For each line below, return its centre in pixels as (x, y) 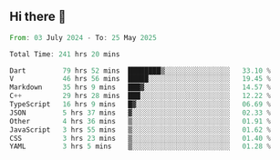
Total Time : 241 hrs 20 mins (65, 54)
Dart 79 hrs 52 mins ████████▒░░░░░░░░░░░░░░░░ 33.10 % (140, 70)
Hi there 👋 (38, 17)
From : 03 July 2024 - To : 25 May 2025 (83, 37)
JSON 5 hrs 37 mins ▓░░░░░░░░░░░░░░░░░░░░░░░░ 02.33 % (140, 113)
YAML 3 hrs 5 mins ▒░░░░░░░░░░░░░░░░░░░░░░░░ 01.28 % (140, 146)
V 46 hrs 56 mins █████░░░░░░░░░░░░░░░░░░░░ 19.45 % (140, 79)
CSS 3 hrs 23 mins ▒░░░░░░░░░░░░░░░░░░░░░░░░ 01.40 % (140, 138)
